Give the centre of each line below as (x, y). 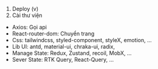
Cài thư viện (27, 15)
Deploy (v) (25, 9)
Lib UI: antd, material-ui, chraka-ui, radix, (64, 46)
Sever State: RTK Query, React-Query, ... (63, 60)
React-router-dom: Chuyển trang (53, 34)
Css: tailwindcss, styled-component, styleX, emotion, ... (82, 40)
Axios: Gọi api (29, 27)
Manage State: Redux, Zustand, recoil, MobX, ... (72, 53)
